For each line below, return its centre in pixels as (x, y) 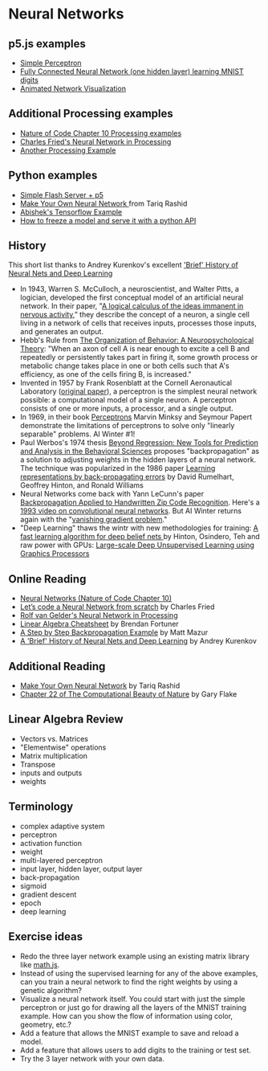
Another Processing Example (68, 150)
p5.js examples (47, 44)
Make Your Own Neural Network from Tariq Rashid (104, 203)
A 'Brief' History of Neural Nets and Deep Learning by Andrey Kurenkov (138, 641)
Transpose (38, 764)
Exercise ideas (45, 937)
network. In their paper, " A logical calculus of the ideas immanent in (132, 306)
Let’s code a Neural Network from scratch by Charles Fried (117, 607)
